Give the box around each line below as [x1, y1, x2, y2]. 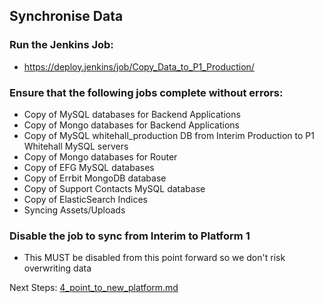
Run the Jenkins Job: [9, 38, 114, 52]
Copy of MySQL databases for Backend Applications [23, 108, 241, 120]
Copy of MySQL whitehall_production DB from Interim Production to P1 [23, 129, 315, 141]
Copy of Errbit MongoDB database [23, 172, 167, 184]
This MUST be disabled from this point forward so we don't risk [23, 252, 286, 264]
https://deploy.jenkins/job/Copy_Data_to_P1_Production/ [23, 60, 255, 73]
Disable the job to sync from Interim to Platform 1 [9, 229, 251, 243]
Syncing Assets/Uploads [23, 204, 126, 216]
